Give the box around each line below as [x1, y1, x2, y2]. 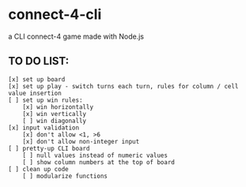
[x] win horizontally [22, 103, 93, 111]
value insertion [8, 89, 62, 97]
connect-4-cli [8, 6, 102, 24]
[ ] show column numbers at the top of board [22, 158, 176, 166]
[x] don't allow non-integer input [22, 137, 140, 145]
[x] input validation [8, 124, 80, 132]
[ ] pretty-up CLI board [8, 144, 90, 152]
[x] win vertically [22, 110, 87, 118]
